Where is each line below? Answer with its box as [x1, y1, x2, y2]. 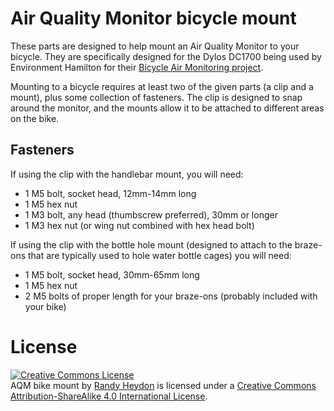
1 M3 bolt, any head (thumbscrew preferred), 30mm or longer [24, 208, 278, 221]
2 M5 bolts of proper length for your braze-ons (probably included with [24, 290, 318, 302]
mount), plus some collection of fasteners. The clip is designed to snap [10, 91, 303, 103]
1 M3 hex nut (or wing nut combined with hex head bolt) [24, 219, 255, 231]
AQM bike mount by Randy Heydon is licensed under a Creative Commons [10, 379, 317, 391]
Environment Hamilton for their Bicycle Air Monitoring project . [10, 61, 264, 73]
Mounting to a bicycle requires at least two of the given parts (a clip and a [10, 80, 314, 92]
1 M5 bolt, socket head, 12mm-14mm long [24, 187, 197, 199]
